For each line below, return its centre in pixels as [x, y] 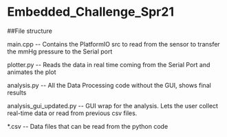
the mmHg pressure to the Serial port [60, 51]
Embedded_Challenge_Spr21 [90, 12]
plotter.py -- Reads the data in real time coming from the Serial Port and [109, 64]
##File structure [30, 31]
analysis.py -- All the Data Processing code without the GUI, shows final [109, 85]
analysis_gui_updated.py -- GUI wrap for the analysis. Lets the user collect [113, 105]
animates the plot [32, 72]
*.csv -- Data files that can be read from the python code [88, 126]
